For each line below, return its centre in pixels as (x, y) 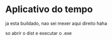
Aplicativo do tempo (49, 9)
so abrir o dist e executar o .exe (39, 33)
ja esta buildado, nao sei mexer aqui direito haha (56, 23)
